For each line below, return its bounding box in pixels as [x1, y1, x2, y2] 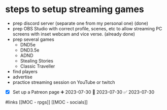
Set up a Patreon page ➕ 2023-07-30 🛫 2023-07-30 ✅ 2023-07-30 [12, 89, 155, 95]
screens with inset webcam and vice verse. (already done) [12, 31, 136, 37]
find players [12, 68, 38, 74]
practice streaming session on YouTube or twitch [12, 79, 115, 85]
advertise [12, 74, 33, 80]
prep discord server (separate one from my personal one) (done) [12, 20, 148, 26]
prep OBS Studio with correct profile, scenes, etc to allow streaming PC [12, 25, 162, 31]
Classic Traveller [20, 63, 55, 69]
